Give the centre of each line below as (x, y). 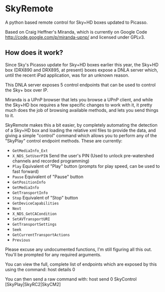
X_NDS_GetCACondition (34, 214)
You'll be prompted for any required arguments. (53, 254)
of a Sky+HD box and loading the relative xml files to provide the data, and (81, 130)
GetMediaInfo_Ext (30, 151)
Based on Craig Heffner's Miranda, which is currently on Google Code (76, 32)
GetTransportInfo (30, 193)
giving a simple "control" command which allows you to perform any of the (81, 135)
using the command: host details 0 (40, 269)
